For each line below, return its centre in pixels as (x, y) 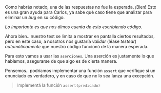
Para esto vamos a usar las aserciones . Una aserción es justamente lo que (80, 56)
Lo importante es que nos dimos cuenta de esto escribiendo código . (74, 27)
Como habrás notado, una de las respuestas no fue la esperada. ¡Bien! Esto (81, 7)
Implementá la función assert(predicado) (59, 85)
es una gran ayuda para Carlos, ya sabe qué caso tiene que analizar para (79, 12)
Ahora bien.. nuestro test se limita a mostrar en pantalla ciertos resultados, (80, 36)
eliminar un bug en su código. (35, 17)
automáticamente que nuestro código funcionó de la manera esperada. (77, 46)
